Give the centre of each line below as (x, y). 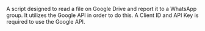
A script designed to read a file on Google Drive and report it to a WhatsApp (102, 9)
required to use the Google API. (46, 22)
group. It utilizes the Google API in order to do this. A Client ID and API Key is (103, 15)
